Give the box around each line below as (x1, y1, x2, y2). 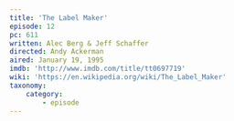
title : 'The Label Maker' (9, 13, 108, 23)
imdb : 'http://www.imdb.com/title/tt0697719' (9, 65, 186, 74)
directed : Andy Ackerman (9, 47, 104, 56)
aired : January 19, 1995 (9, 55, 104, 65)
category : (26, 89, 64, 98)
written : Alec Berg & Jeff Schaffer (9, 38, 149, 48)
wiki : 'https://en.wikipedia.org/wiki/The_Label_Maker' (9, 73, 227, 82)
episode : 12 (9, 22, 55, 31)
